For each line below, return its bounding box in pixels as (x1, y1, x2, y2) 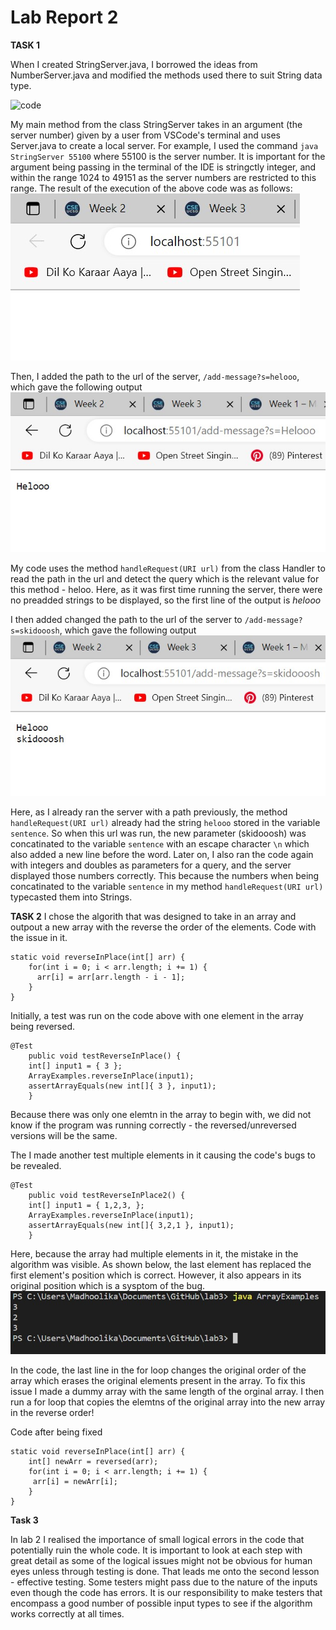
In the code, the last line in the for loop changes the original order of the (10, 1364, 307, 1376)
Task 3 (10, 1514, 39, 1526)
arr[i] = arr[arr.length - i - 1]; (36, 972, 186, 982)
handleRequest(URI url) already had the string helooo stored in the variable (10, 816, 321, 828)
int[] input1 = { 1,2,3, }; (28, 1200, 145, 1210)
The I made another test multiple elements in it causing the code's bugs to (10, 1149, 316, 1161)
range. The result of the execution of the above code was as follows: (10, 182, 293, 194)
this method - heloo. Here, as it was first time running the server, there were (10, 584, 323, 596)
